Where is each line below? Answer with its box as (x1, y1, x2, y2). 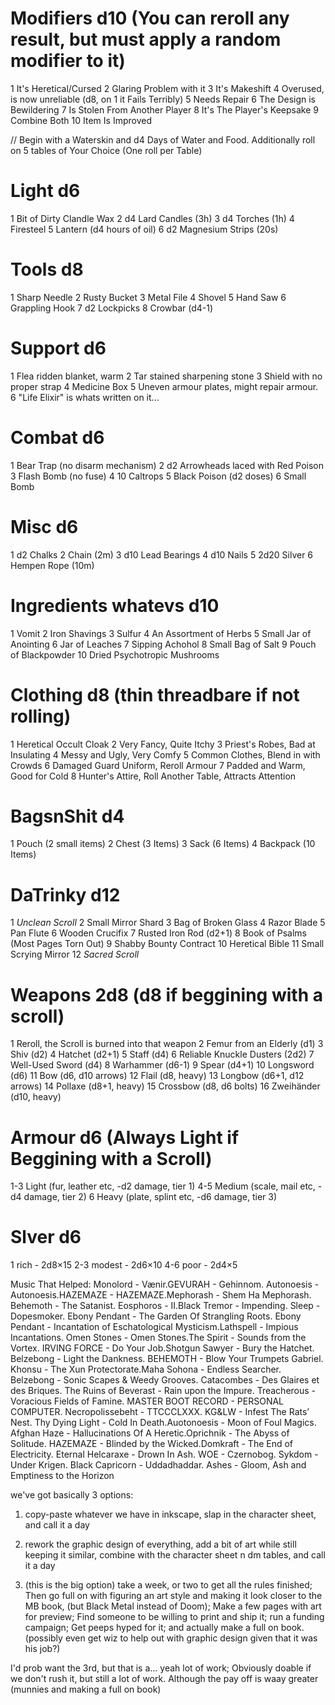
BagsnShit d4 (10, 805, 125, 827)
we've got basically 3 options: (10, 1489, 134, 1501)
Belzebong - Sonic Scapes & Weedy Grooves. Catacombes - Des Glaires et (10, 1374, 320, 1386)
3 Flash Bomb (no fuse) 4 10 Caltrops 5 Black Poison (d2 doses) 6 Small (10, 470, 307, 482)
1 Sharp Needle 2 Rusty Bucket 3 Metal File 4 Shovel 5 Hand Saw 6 (10, 291, 287, 303)
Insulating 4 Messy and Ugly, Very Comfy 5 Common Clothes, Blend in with (10, 748, 321, 761)
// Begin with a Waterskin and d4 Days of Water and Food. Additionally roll (10, 133, 316, 146)
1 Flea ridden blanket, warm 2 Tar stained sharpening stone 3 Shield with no (10, 370, 323, 382)
